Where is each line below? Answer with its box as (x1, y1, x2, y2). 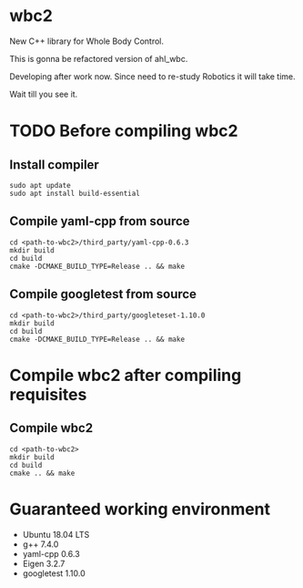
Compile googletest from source (9, 286, 197, 302)
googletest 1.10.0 (22, 567, 86, 579)
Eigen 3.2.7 (22, 558, 66, 569)
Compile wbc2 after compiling (9, 365, 242, 386)
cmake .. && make (9, 469, 76, 478)
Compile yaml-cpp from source (9, 213, 190, 229)
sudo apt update (9, 181, 71, 190)
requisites (9, 384, 87, 405)
